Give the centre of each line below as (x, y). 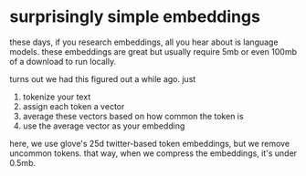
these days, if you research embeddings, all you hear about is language (144, 42)
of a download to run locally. (63, 61)
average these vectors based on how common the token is (133, 116)
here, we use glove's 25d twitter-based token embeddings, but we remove (150, 143)
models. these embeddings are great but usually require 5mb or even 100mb (153, 51)
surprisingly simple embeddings (135, 17)
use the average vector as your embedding (104, 126)
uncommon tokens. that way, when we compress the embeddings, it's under (153, 153)
